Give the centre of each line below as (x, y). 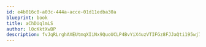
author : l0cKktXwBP (31, 29)
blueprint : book (27, 18)
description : (23, 35)
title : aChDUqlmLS (30, 23)
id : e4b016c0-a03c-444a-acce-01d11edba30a (61, 12)
